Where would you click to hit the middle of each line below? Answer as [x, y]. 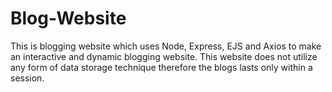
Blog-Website [68, 18]
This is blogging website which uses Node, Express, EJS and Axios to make [166, 46]
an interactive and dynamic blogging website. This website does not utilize [164, 56]
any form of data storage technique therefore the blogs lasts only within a [161, 67]
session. [27, 78]
